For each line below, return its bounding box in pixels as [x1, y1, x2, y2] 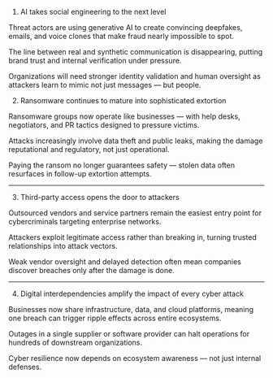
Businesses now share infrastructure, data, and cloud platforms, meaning [8, 305, 254, 314]
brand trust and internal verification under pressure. [8, 56, 182, 65]
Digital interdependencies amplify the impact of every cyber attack [19, 289, 244, 298]
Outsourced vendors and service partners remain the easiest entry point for [8, 208, 262, 218]
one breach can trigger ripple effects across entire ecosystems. [8, 313, 222, 323]
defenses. [8, 362, 42, 371]
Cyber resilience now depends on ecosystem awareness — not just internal [8, 354, 262, 363]
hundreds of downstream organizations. [8, 337, 143, 347]
